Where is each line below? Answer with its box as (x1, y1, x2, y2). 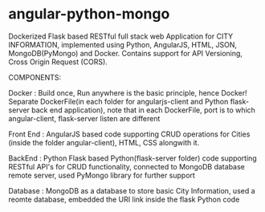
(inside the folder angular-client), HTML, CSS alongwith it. (8, 137, 200, 147)
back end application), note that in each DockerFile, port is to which (31, 105, 255, 115)
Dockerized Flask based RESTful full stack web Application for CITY (8, 31, 234, 41)
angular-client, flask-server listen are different (8, 113, 161, 123)
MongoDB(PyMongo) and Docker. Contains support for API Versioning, (8, 48, 243, 58)
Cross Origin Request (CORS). (8, 57, 108, 67)
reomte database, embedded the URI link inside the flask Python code (8, 194, 240, 204)
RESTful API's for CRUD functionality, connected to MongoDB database (8, 161, 245, 171)
